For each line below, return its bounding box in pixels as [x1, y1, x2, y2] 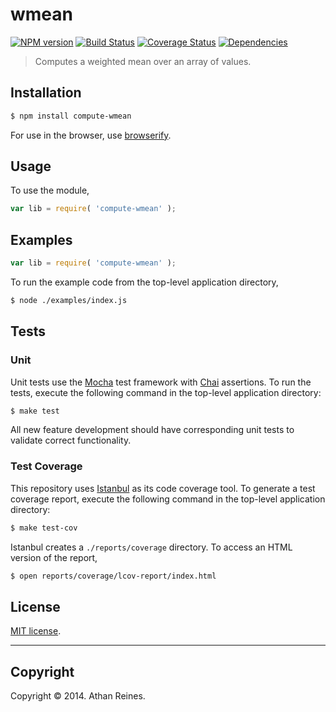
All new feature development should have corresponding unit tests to [10, 424, 295, 436]
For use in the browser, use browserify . [10, 129, 172, 141]
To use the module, [10, 184, 90, 197]
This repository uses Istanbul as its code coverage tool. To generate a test [10, 482, 316, 494]
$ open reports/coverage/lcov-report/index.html [10, 571, 217, 581]
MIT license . [10, 625, 62, 637]
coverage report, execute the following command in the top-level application [10, 493, 326, 505]
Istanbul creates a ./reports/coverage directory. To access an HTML [10, 541, 293, 553]
